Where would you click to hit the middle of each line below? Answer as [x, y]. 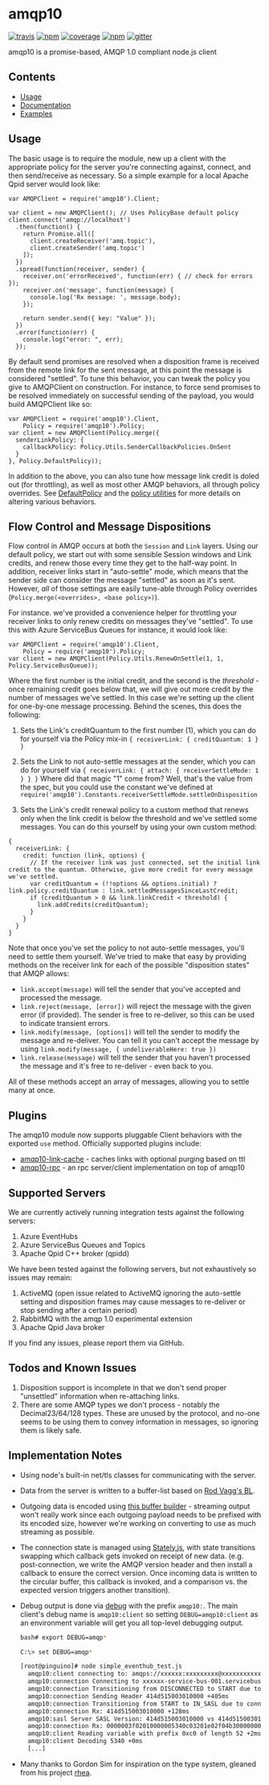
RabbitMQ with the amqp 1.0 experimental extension [106, 1319]
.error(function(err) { [55, 332]
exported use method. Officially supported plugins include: [105, 1143]
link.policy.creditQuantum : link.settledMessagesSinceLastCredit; [124, 891]
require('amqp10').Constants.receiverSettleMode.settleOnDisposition [139, 795]
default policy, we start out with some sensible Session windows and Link [130, 555]
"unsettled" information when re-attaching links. [100, 1396]
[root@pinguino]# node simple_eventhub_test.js [101, 1666]
